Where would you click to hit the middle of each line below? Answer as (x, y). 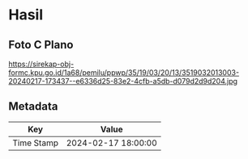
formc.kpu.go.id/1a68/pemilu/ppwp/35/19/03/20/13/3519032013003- (124, 73)
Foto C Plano (41, 45)
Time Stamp (36, 143)
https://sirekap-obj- (41, 64)
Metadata (33, 107)
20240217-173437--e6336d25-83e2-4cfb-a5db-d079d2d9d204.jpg (123, 81)
